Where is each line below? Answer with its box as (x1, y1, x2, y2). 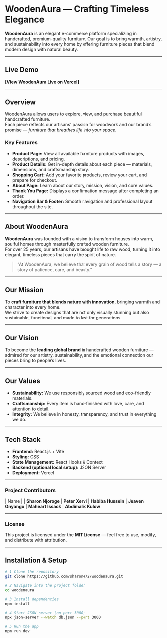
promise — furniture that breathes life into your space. (5, 127, 117, 133)
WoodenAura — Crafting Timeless (5, 3, 149, 15)
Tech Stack (5, 435, 41, 444)
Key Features (5, 139, 38, 146)
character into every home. (5, 304, 61, 310)
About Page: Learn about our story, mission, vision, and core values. (12, 182, 154, 188)
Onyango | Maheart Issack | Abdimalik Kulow (5, 504, 101, 510)
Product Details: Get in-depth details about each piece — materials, (12, 161, 152, 167)
